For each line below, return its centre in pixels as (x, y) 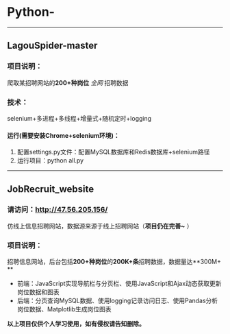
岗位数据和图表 (38, 292)
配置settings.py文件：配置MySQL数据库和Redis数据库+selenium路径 (113, 152)
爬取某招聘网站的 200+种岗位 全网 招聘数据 (68, 82)
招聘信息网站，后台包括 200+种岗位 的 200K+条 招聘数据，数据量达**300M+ (114, 262)
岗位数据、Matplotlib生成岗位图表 (64, 309)
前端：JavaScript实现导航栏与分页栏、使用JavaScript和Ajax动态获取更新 (119, 284)
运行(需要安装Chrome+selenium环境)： (63, 135)
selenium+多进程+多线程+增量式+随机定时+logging (79, 118)
